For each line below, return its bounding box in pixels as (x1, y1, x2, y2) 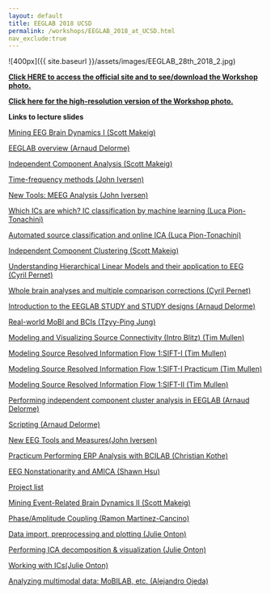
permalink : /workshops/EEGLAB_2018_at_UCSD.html (8, 27, 176, 35)
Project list (8, 482, 44, 492)
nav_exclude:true (8, 34, 67, 43)
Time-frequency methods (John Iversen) (8, 175, 144, 184)
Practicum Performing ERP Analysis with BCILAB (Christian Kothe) (8, 451, 229, 461)
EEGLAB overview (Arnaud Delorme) (8, 143, 130, 154)
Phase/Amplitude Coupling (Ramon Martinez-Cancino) (8, 514, 190, 524)
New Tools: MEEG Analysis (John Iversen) (8, 191, 149, 200)
